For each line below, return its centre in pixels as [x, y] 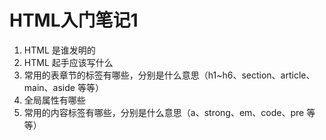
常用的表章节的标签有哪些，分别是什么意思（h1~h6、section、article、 [169, 75]
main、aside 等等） [63, 87]
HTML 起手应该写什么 [68, 62]
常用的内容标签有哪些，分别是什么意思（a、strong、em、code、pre [164, 112]
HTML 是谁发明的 [59, 50]
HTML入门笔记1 [74, 20]
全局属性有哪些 [54, 100]
